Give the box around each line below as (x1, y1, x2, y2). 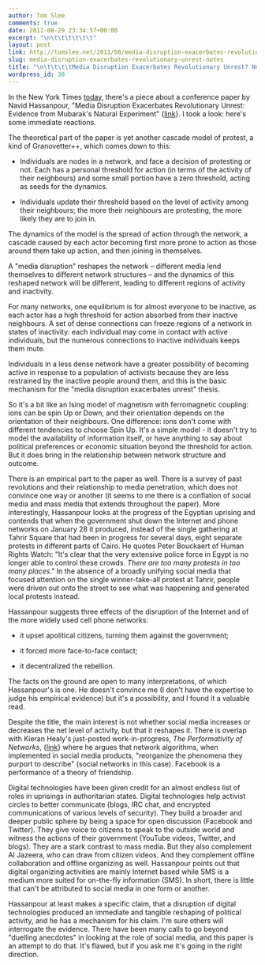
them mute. (8, 343, 46, 353)
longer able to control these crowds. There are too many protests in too (8, 558, 241, 567)
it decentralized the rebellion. (19, 661, 115, 671)
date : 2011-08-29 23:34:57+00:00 (8, 26, 118, 34)
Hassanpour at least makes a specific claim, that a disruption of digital (8, 899, 237, 908)
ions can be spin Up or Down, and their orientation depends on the (8, 408, 225, 418)
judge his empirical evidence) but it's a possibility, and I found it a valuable (8, 693, 250, 702)
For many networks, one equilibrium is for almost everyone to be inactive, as (8, 301, 256, 311)
